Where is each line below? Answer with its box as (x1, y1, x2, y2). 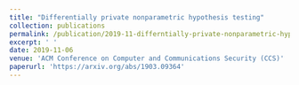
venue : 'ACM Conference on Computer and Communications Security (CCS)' (9, 54, 285, 63)
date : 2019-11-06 (9, 46, 74, 55)
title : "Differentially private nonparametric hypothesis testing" (9, 12, 265, 22)
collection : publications (9, 21, 105, 30)
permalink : (9, 29, 50, 38)
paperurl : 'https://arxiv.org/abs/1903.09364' (9, 63, 185, 72)
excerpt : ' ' (9, 37, 58, 47)
